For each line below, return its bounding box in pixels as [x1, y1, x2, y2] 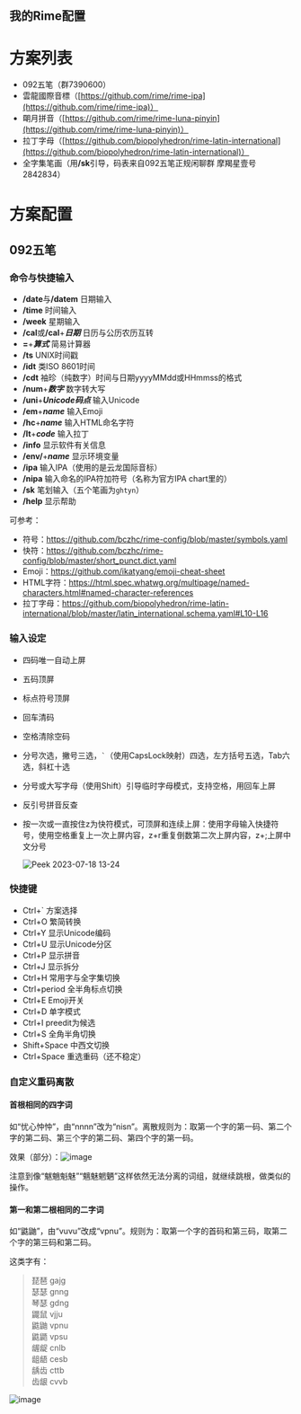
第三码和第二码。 [32, 1237, 96, 1248]
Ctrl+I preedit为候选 [22, 1017, 96, 1028]
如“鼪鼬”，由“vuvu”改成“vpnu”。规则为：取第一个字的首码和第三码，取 [9, 1225, 272, 1237]
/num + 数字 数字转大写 [22, 384, 106, 394]
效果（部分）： [9, 1151, 61, 1162]
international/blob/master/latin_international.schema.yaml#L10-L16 [22, 608, 269, 619]
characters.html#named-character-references [22, 588, 194, 598]
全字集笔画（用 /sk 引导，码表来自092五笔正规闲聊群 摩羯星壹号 [22, 158, 257, 169]
